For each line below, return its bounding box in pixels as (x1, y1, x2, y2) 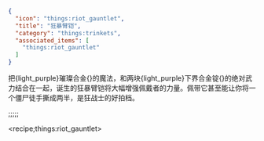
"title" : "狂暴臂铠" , (15, 22, 81, 30)
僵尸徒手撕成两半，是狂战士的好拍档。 (14, 93, 139, 102)
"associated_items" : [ (15, 36, 90, 45)
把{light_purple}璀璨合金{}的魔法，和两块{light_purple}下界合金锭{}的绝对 (8, 74, 246, 82)
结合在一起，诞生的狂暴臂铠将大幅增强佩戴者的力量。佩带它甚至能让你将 (14, 83, 249, 92)
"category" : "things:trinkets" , (15, 29, 122, 37)
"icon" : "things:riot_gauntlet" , (15, 14, 125, 23)
